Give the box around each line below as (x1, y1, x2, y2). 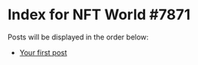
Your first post (19, 47, 67, 57)
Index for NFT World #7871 (7, 6, 191, 24)
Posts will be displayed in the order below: (7, 32, 149, 42)
